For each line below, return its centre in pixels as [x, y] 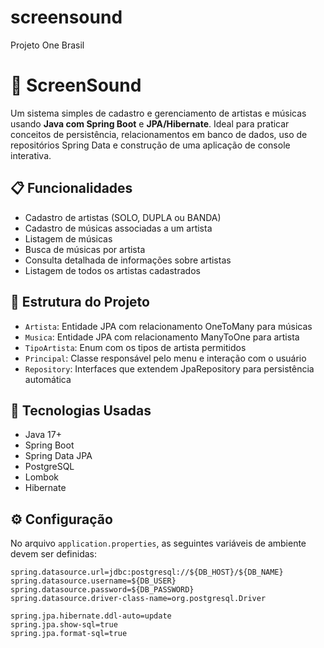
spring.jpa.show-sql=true [64, 625]
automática [48, 379]
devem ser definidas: [54, 554]
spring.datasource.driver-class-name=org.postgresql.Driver [138, 599]
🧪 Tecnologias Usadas [81, 410]
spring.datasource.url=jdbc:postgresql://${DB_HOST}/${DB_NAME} [147, 572]
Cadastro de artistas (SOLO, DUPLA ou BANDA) [123, 217]
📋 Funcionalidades [71, 188]
